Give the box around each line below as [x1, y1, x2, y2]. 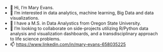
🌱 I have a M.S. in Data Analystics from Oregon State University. [9, 20, 141, 26]
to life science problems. [9, 36, 61, 42]
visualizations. [9, 15, 40, 21]
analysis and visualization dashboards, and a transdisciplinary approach [9, 31, 158, 36]
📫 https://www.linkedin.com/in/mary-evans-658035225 [9, 42, 126, 47]
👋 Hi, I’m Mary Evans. [9, 5, 54, 10]
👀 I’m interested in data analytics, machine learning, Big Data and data [9, 10, 154, 16]
